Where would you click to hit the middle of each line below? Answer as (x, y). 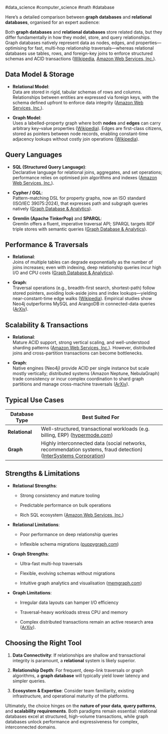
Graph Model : (27, 117)
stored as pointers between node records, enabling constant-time (80, 134)
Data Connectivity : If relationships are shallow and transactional (79, 655)
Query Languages (34, 155)
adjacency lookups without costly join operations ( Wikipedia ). (76, 139)
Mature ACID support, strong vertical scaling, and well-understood (81, 342)
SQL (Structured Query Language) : (49, 167)
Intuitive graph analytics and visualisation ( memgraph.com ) (81, 583)
